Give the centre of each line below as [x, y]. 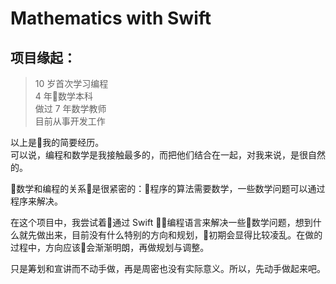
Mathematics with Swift [111, 18]
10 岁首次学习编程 [71, 83]
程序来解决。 [36, 201]
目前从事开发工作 [70, 121]
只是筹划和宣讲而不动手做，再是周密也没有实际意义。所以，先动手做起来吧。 [168, 268]
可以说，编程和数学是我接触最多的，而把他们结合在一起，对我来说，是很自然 [168, 155]
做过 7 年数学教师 [70, 108]
